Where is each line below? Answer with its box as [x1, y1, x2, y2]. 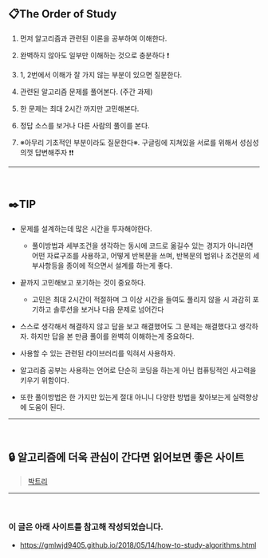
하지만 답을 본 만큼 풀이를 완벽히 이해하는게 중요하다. [30, 331, 195, 341]
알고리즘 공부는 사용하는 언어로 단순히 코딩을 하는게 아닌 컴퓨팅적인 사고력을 [19, 365, 257, 375]
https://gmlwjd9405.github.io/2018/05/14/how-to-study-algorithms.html [19, 540, 257, 549]
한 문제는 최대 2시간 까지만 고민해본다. [19, 104, 140, 113]
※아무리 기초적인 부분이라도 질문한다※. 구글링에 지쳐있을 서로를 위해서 [19, 137, 238, 147]
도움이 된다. [28, 402, 65, 411]
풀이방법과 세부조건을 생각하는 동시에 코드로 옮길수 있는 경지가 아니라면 [31, 241, 254, 250]
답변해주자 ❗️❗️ [34, 147, 74, 157]
